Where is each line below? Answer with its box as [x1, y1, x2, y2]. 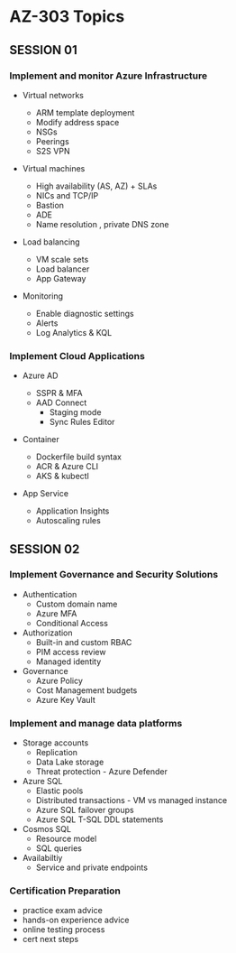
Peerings [35, 135, 69, 146]
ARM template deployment [35, 106, 135, 118]
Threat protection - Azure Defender [35, 766, 168, 777]
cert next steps [22, 934, 79, 945]
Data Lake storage [35, 756, 104, 768]
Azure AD [22, 370, 59, 381]
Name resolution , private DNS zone [35, 218, 169, 229]
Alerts [35, 318, 59, 328]
